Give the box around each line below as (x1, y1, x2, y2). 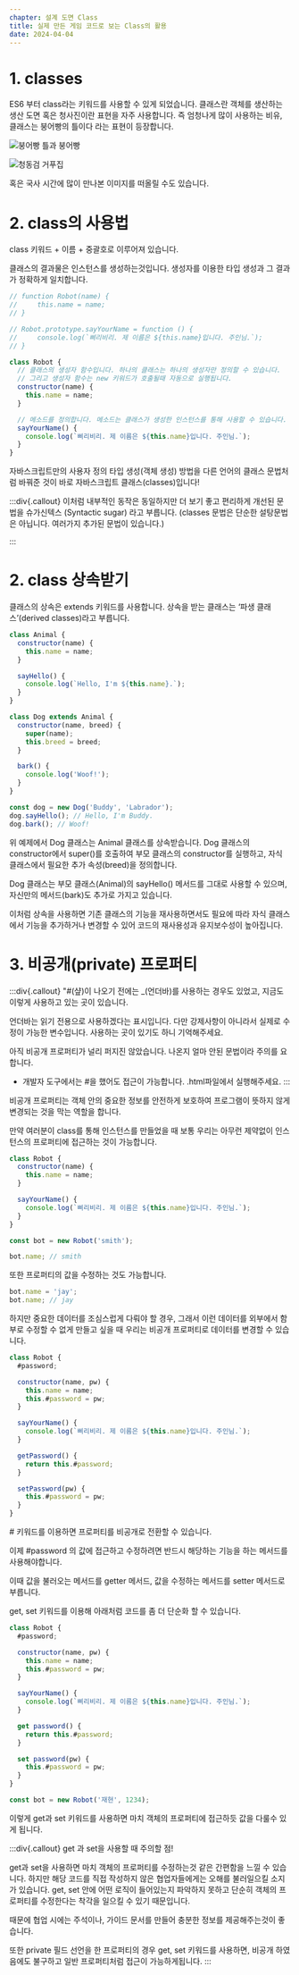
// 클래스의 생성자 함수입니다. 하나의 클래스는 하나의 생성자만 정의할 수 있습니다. (17, 366, 281, 375)
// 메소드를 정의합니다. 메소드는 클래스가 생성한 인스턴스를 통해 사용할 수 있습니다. (17, 415, 287, 424)
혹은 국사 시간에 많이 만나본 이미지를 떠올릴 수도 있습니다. (9, 178, 210, 189)
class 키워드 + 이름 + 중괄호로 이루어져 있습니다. (9, 244, 179, 255)
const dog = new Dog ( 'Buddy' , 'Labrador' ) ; (9, 803, 174, 811)
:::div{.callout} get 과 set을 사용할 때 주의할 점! (9, 1843, 174, 1853)
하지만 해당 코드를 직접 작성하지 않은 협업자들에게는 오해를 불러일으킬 (28, 1873, 270, 1884)
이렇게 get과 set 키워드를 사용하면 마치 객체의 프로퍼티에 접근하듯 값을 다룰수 (9, 1812, 278, 1823)
